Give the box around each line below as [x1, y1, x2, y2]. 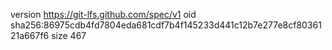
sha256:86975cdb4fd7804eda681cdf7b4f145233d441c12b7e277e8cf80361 [10, 19, 322, 31]
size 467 [51, 30, 87, 41]
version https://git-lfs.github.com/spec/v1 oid [10, 9, 197, 20]
